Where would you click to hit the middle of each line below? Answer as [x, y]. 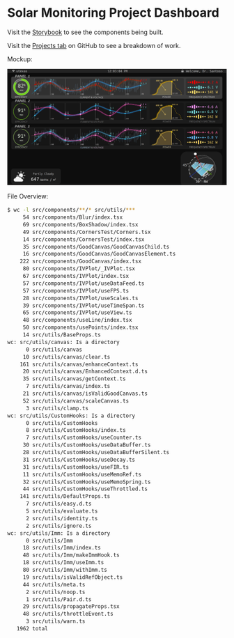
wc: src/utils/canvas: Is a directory [63, 342]
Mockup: [20, 59]
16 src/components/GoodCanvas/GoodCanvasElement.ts [99, 254]
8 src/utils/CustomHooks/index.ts [76, 430]
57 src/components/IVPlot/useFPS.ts [76, 290]
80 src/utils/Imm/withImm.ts [65, 570]
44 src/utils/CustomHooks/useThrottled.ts [85, 489]
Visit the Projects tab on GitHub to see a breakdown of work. [94, 45]
